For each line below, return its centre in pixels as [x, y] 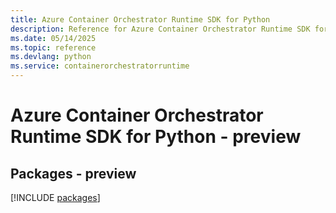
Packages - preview [73, 173]
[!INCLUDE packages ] [55, 197]
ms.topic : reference [53, 47]
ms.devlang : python [51, 57]
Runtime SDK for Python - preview [156, 137]
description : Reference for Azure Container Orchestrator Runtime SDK [160, 29]
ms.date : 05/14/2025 [53, 38]
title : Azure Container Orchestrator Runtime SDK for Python [140, 19]
